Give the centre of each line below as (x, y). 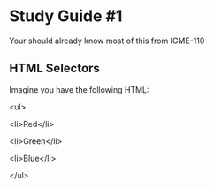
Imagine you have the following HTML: (79, 89)
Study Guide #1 (66, 16)
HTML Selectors (54, 68)
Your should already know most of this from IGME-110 (107, 41)
